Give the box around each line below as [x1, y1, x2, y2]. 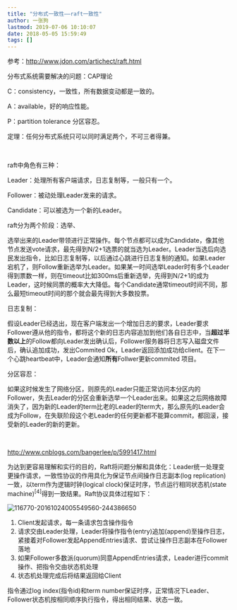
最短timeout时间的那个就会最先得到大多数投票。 [13, 289, 153, 298]
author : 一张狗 [7, 17, 49, 24]
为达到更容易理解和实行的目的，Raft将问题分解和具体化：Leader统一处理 [7, 463, 219, 471]
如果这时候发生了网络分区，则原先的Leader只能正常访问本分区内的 [7, 385, 201, 393]
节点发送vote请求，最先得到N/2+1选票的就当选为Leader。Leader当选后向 [7, 245, 220, 253]
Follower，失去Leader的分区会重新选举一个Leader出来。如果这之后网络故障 [7, 393, 227, 402]
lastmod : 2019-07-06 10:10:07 [7, 23, 97, 30]
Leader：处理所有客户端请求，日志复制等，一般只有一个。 [7, 176, 176, 185]
